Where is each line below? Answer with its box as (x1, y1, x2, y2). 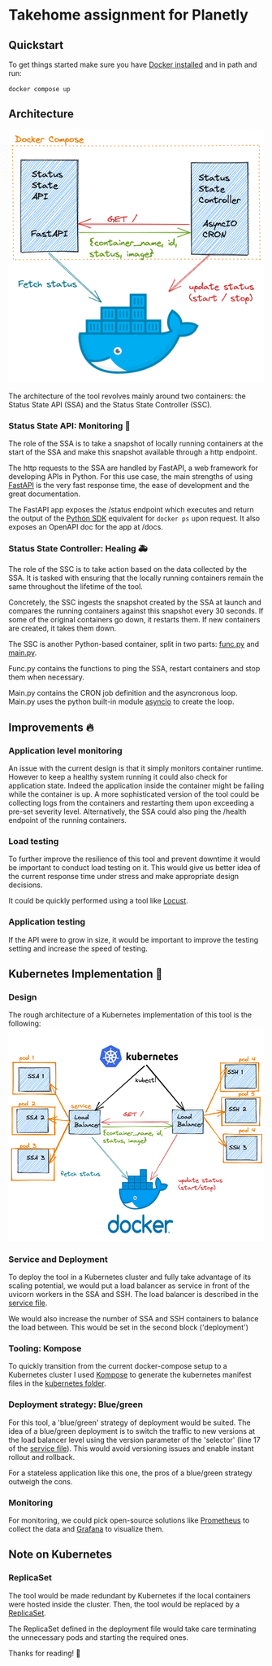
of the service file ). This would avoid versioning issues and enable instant (8, 1444, 254, 1453)
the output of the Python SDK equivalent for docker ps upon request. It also (8, 513, 261, 523)
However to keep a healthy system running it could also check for (8, 771, 228, 781)
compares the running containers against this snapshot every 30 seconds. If (8, 606, 264, 616)
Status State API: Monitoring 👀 (8, 420, 132, 431)
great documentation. (8, 489, 81, 499)
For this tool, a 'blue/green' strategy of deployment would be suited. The (8, 1418, 251, 1427)
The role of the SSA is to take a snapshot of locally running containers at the (8, 438, 264, 448)
